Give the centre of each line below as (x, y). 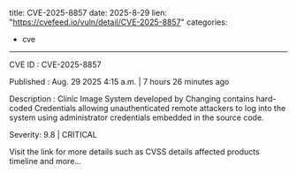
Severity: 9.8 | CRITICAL (53, 135)
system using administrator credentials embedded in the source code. (137, 117)
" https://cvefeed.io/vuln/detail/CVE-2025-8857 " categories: (118, 22)
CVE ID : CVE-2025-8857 (55, 64)
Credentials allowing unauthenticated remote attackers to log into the (160, 108)
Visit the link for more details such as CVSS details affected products (134, 152)
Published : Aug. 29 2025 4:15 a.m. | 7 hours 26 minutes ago (119, 82)
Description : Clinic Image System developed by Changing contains (132, 99)
